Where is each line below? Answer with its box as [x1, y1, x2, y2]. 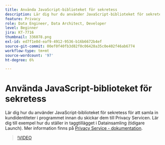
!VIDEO [17, 135, 32, 141]
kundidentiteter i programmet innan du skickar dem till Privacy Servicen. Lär [5, 115, 159, 121]
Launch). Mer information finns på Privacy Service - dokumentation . [5, 125, 143, 131]
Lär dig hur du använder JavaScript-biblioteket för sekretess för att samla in [5, 110, 159, 116]
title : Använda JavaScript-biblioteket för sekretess [5, 7, 118, 12]
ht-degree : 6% [5, 58, 34, 62]
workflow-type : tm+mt [5, 48, 50, 53]
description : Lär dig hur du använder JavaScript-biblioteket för [5, 12, 144, 17]
